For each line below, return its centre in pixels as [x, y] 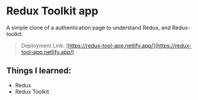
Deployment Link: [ [44, 46]
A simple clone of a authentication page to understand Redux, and [88, 28]
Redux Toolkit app [52, 11]
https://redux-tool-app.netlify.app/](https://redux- [130, 46]
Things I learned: [39, 71]
